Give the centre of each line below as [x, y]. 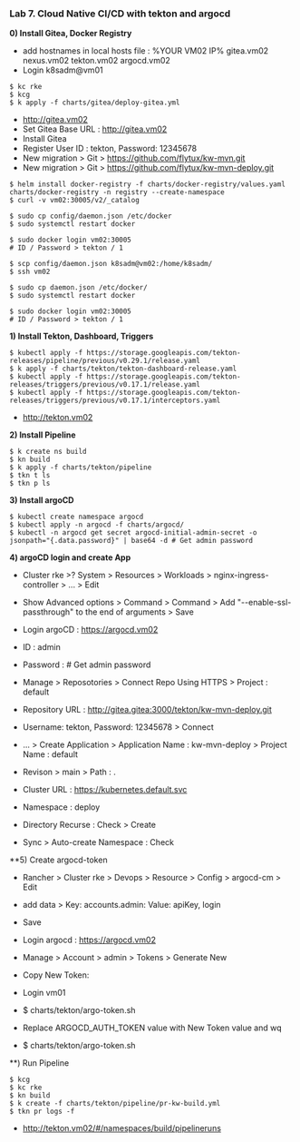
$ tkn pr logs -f [42, 1112]
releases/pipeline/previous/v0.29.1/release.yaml [105, 361]
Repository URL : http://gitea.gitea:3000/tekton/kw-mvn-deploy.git [147, 710]
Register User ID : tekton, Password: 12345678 [110, 149]
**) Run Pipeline [39, 1063]
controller [40, 585]
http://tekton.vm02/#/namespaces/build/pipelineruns [122, 1128]
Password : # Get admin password [87, 665]
